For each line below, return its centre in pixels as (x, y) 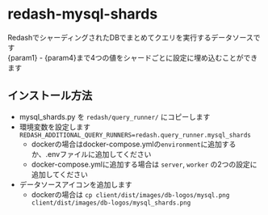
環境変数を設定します (54, 127)
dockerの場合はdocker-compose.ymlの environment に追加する (134, 144)
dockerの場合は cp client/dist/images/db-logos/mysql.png (130, 194)
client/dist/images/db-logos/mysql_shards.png (111, 203)
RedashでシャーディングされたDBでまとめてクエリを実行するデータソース (130, 37)
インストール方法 (50, 96)
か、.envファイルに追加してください (91, 154)
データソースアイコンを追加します (75, 184)
